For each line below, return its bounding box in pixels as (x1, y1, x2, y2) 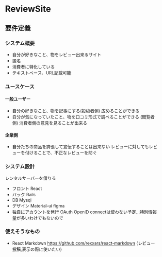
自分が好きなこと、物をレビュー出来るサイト (12, 51, 102, 57)
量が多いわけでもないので (12, 215, 64, 221)
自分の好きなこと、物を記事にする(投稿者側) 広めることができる (12, 108, 140, 114)
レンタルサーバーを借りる (5, 175, 56, 181)
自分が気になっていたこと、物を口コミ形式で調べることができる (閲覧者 (12, 114, 155, 120)
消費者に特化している (12, 64, 55, 69)
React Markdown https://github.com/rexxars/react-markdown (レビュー (12, 240, 155, 246)
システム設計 (5, 163, 35, 170)
